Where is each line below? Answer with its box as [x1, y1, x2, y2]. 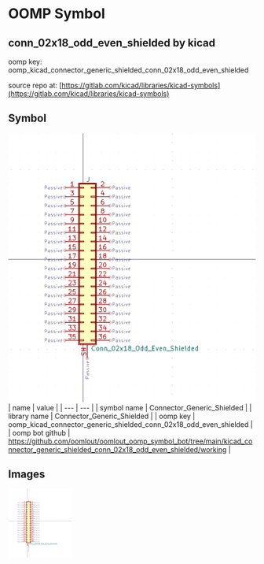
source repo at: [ [8, 80, 62, 90]
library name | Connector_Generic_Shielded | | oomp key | [8, 411, 196, 421]
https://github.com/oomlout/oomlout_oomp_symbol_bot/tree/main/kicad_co [8, 436, 253, 446]
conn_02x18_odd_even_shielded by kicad [8, 36, 216, 50]
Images [8, 468, 46, 481]
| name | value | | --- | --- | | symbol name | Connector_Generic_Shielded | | [8, 403, 252, 412]
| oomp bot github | [8, 428, 71, 437]
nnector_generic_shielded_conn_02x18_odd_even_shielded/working [8, 444, 227, 454]
